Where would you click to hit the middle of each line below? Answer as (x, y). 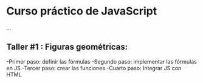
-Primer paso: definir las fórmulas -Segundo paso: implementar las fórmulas (102, 61)
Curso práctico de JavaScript (82, 11)
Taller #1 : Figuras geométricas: (67, 47)
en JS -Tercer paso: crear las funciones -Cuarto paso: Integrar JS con (94, 68)
